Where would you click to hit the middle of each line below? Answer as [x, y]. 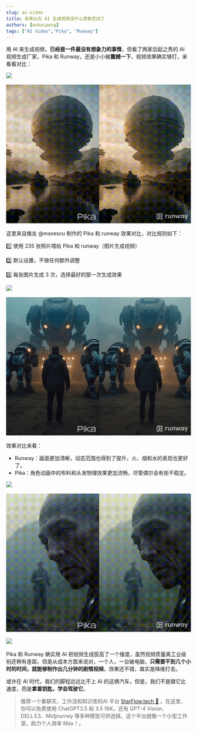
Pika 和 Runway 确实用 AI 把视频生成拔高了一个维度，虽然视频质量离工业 [94, 654]
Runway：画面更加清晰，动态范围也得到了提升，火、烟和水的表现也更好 [101, 458]
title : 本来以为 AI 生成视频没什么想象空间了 [56, 19]
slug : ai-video [25, 12]
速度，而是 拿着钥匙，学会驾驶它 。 [47, 689]
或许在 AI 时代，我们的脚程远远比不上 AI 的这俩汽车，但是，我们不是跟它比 [96, 681]
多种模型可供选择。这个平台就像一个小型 [128, 716]
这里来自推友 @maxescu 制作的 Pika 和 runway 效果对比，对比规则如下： [94, 233]
